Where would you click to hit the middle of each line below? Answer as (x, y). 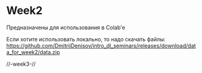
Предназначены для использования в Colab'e (66, 27)
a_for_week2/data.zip (33, 52)
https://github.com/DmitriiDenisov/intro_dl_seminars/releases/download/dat (101, 46)
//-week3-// (21, 64)
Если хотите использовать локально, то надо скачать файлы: (86, 39)
